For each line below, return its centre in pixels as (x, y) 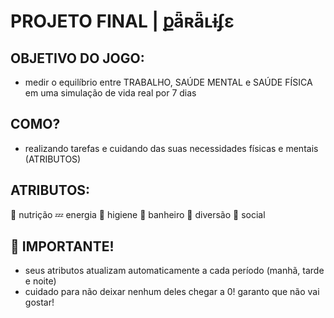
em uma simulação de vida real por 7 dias (110, 93)
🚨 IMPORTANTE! (62, 246)
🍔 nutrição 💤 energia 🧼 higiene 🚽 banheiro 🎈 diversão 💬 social (138, 214)
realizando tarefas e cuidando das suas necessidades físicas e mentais (171, 148)
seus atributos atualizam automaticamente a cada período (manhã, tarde (174, 271)
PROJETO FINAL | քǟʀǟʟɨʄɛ (122, 21)
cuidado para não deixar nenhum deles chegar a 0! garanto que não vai (172, 292)
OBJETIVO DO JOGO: (77, 58)
